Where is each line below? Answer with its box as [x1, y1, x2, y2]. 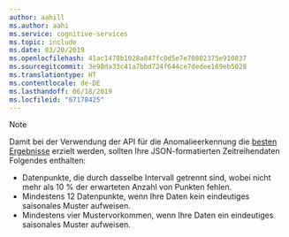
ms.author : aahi [9, 21, 69, 30]
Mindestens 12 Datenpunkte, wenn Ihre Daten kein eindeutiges [21, 191, 250, 202]
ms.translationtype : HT [9, 71, 97, 80]
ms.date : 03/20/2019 [9, 46, 86, 55]
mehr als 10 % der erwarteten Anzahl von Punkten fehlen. [21, 182, 232, 193]
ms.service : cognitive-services [9, 29, 128, 38]
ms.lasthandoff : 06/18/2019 [9, 87, 113, 96]
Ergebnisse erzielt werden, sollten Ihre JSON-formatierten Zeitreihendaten [9, 146, 280, 157]
